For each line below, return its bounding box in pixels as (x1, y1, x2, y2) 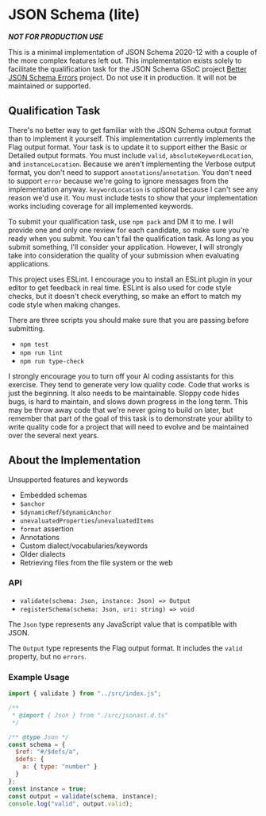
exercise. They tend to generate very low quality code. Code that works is (8, 379, 250, 389)
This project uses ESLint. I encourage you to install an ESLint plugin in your (8, 274, 253, 284)
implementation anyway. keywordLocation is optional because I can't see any (8, 185, 259, 194)
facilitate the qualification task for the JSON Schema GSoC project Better (8, 64, 247, 73)
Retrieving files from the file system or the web (19, 558, 173, 567)
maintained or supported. (8, 81, 91, 91)
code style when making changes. (8, 300, 121, 309)
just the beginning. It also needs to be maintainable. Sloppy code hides (8, 388, 240, 398)
